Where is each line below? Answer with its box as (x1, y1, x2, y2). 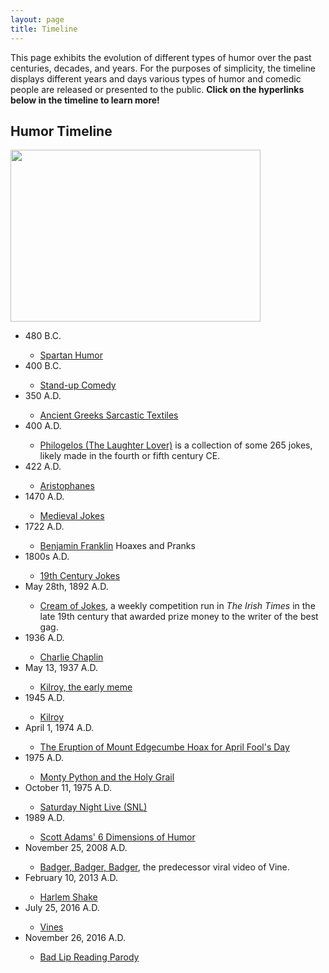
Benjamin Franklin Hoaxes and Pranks (39, 540, 196, 552)
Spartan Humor (39, 349, 103, 361)
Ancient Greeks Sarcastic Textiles (39, 409, 179, 421)
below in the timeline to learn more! (10, 94, 160, 106)
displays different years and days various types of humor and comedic (10, 72, 302, 85)
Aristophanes (39, 480, 95, 492)
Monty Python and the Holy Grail (39, 771, 175, 783)
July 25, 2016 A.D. (24, 902, 100, 914)
